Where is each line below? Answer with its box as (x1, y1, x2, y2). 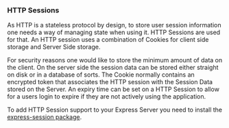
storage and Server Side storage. (7, 43, 101, 51)
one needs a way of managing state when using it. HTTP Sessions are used (7, 28, 221, 36)
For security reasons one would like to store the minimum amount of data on (7, 56, 223, 64)
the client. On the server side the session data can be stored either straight (7, 64, 219, 72)
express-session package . (7, 113, 82, 121)
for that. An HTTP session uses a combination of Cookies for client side (7, 36, 209, 44)
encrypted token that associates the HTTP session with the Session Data (7, 78, 213, 86)
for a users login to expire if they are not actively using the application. (7, 92, 206, 101)
